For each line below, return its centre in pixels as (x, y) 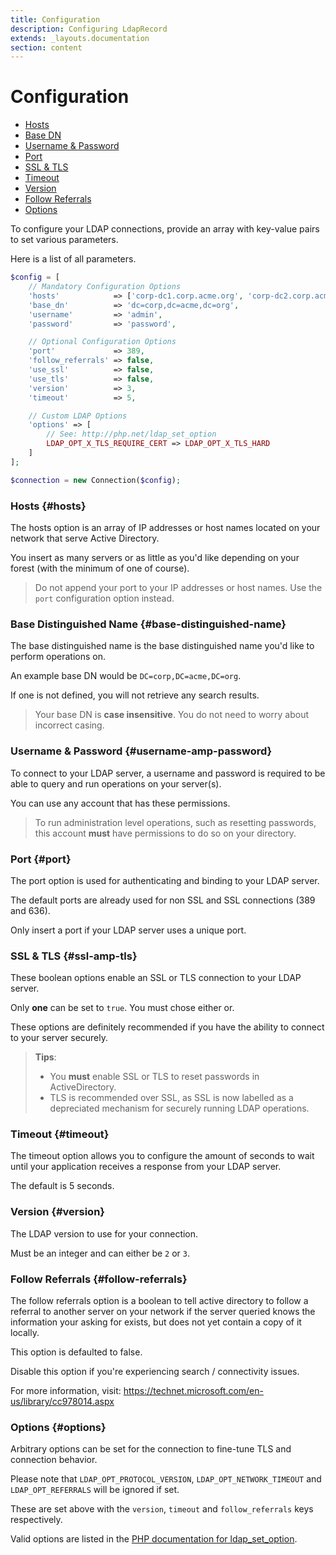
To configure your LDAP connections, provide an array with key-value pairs (165, 229)
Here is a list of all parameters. (73, 259)
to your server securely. (59, 1038)
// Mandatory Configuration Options (105, 287)
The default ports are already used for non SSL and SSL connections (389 (163, 900)
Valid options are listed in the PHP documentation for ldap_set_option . (154, 1539)
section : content (46, 47)
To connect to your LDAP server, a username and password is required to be (168, 773)
